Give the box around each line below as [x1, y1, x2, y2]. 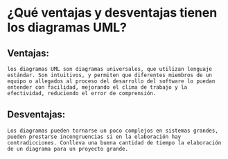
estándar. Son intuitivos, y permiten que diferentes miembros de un [7, 72, 213, 78]
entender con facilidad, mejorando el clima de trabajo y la [7, 84, 188, 91]
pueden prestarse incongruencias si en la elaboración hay [7, 133, 182, 140]
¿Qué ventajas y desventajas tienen [7, 5, 218, 21]
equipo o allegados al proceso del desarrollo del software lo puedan [7, 78, 216, 85]
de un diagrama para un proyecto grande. [7, 145, 129, 152]
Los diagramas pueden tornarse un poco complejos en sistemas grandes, [7, 127, 218, 134]
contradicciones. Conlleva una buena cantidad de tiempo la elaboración [7, 139, 222, 147]
